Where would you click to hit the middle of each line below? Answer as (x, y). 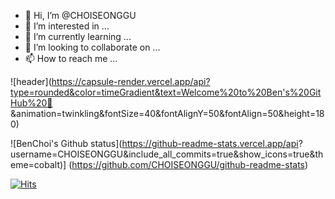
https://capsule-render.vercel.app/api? (131, 81)
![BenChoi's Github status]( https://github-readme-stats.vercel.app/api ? (156, 143)
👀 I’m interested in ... (67, 26)
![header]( (31, 81)
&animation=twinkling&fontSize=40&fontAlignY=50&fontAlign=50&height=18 (167, 113)
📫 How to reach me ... (71, 58)
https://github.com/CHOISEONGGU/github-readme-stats (188, 164)
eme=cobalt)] (38, 164)
